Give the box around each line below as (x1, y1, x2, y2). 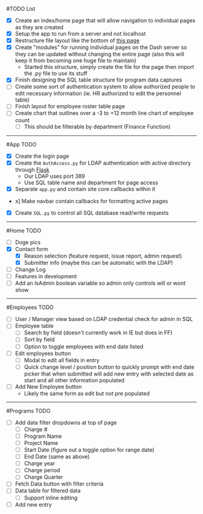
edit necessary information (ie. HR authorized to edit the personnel (14, 90, 181, 97)
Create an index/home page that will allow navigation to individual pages (14, 17, 196, 24)
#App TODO (6, 140, 37, 148)
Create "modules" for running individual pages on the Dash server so (14, 44, 187, 51)
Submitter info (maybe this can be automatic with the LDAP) (24, 259, 173, 266)
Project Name (24, 440, 59, 446)
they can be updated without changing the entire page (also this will (14, 51, 184, 58)
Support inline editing (24, 494, 78, 501)
